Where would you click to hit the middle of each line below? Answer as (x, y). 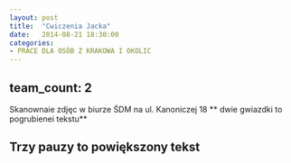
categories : (32, 43)
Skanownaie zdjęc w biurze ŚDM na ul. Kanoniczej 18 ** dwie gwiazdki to (146, 109)
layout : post (34, 18)
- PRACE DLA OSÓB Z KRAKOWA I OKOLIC (80, 51)
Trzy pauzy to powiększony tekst (105, 147)
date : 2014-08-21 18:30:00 (64, 34)
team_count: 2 (51, 88)
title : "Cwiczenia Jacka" (60, 26)
